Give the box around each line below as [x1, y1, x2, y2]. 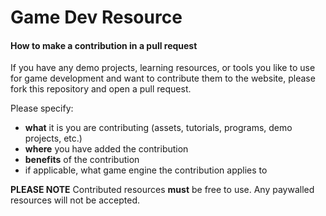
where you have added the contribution [24, 143, 189, 155]
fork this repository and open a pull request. [10, 83, 192, 95]
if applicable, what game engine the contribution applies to [24, 164, 268, 176]
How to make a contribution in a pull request [10, 39, 198, 51]
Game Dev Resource [10, 6, 183, 29]
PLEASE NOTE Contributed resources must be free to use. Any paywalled [10, 184, 315, 196]
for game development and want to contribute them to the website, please [10, 72, 316, 85]
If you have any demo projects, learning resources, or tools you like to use [10, 62, 316, 74]
